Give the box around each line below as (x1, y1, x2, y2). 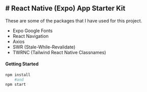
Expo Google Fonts (12, 28, 53, 34)
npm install (5, 73, 31, 78)
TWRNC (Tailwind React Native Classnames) (12, 49, 106, 55)
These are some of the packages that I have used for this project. (5, 17, 142, 24)
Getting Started (5, 61, 39, 67)
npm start (5, 82, 26, 87)
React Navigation (12, 33, 49, 39)
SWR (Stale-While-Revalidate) (12, 43, 75, 50)
